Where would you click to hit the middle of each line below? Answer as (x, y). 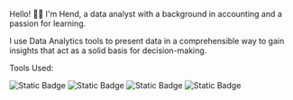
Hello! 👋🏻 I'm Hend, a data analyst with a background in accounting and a (146, 14)
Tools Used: (32, 68)
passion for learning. (48, 23)
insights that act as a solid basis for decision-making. (108, 50)
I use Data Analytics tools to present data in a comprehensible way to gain (147, 41)
